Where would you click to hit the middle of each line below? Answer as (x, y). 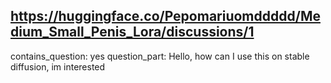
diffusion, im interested (58, 66)
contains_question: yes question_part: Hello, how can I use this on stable (160, 56)
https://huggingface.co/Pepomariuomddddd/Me (165, 16)
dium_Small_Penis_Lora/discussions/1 (132, 32)
